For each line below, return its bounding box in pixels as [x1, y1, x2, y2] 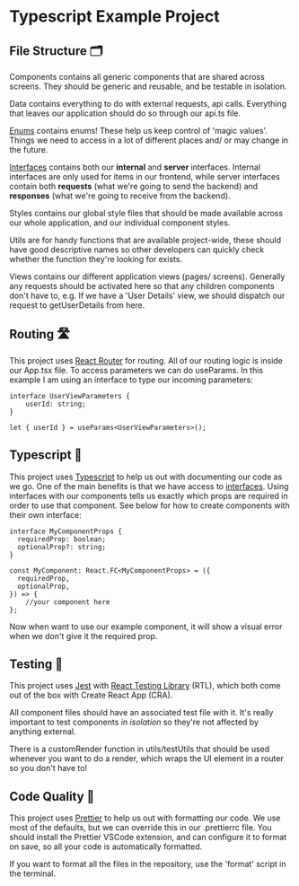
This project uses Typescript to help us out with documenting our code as [9, 471, 283, 482]
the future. [9, 145, 48, 154]
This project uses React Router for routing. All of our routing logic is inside [9, 355, 283, 365]
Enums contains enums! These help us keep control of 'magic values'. [9, 126, 268, 136]
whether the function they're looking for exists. [9, 254, 182, 264]
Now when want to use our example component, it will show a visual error [9, 621, 283, 632]
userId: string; [25, 399, 87, 408]
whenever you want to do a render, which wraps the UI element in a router [9, 753, 285, 764]
